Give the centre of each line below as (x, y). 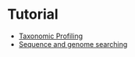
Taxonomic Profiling (51, 36)
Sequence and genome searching (73, 44)
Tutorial (33, 14)
